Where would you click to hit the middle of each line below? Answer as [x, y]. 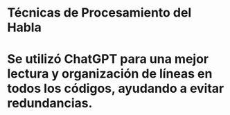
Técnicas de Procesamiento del [99, 13]
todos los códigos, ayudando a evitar [116, 89]
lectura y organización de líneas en [110, 74]
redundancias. [50, 104]
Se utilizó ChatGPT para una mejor [108, 59]
